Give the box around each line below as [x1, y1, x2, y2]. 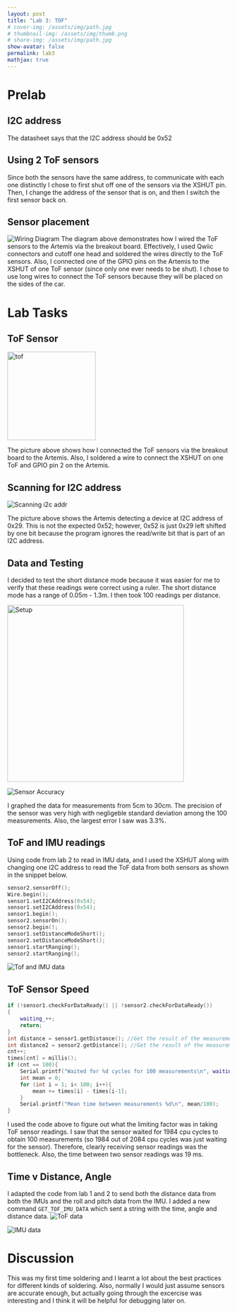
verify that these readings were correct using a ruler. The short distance [7, 584, 217, 591]
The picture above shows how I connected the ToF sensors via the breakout [7, 446, 229, 455]
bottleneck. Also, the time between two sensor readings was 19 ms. [7, 1150, 204, 1159]
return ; [20, 1021, 42, 1029]
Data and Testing [7, 557, 84, 569]
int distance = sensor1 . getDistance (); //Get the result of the [7, 1035, 200, 1042]
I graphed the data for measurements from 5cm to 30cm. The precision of [7, 801, 222, 810]
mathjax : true [7, 57, 49, 64]
